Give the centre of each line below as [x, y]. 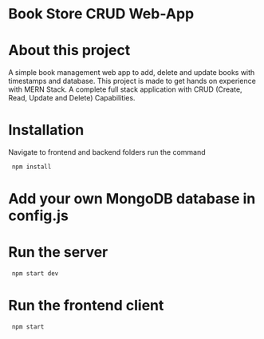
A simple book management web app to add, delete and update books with [132, 73]
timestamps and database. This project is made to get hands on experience [132, 81]
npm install [32, 167]
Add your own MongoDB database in [132, 199]
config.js [39, 216]
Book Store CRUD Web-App [101, 14]
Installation [46, 130]
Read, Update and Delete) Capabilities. [72, 98]
